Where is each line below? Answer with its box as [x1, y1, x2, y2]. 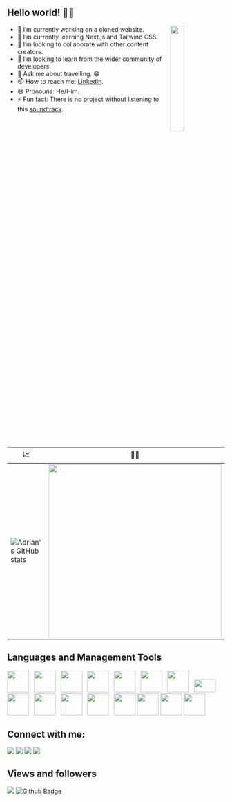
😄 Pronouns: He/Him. [17, 87, 79, 95]
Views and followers [7, 767, 97, 779]
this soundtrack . [17, 104, 64, 113]
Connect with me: [7, 729, 86, 740]
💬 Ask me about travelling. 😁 [17, 69, 100, 78]
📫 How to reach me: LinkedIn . [17, 77, 104, 85]
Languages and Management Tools [7, 652, 162, 664]
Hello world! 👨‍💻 [7, 7, 75, 19]
